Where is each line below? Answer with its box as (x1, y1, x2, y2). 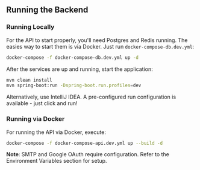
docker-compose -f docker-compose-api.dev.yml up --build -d (6, 140, 163, 146)
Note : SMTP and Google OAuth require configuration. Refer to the (6, 151, 170, 158)
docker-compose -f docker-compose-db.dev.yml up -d (6, 54, 139, 61)
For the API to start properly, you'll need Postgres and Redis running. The (6, 36, 188, 44)
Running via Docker (6, 115, 65, 123)
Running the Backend (6, 5, 89, 15)
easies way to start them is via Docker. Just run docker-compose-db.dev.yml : (6, 43, 195, 50)
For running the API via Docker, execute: (6, 129, 107, 136)
